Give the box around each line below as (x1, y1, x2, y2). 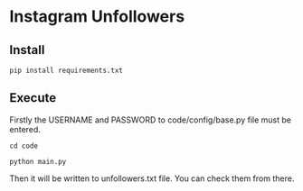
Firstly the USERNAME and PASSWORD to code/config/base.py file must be (9, 114, 292, 125)
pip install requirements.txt (9, 66, 124, 75)
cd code (9, 141, 39, 150)
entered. (9, 123, 41, 134)
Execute (9, 90, 57, 105)
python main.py (9, 157, 67, 166)
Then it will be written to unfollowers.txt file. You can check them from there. (9, 173, 295, 184)
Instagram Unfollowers (9, 6, 185, 27)
